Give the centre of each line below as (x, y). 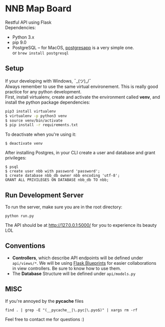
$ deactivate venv (24, 144)
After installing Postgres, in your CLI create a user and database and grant (80, 153)
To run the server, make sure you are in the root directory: (64, 207)
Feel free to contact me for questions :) (45, 319)
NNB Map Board (38, 9)
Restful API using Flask (28, 22)
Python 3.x (23, 37)
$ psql (12, 167)
